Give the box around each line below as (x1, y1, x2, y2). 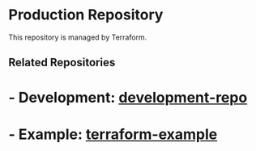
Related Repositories (8, 56, 116, 69)
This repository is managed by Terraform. (8, 32, 147, 42)
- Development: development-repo (8, 88, 248, 107)
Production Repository (8, 6, 164, 24)
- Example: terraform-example (8, 125, 218, 143)
